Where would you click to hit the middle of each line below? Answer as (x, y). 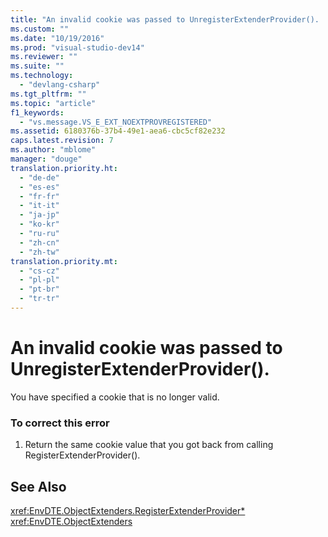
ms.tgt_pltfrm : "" (48, 94)
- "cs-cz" (39, 271)
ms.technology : (42, 76)
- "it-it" (39, 206)
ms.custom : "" (40, 29)
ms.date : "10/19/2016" (57, 38)
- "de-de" (39, 177)
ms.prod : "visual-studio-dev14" (77, 47)
